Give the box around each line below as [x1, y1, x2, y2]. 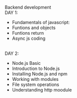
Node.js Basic [12, 60, 41, 66]
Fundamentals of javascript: [12, 20, 70, 25]
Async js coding [12, 35, 46, 41]
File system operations [12, 81, 59, 87]
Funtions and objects [12, 25, 56, 31]
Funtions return [12, 30, 44, 36]
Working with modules [12, 76, 59, 82]
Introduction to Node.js [12, 65, 60, 71]
